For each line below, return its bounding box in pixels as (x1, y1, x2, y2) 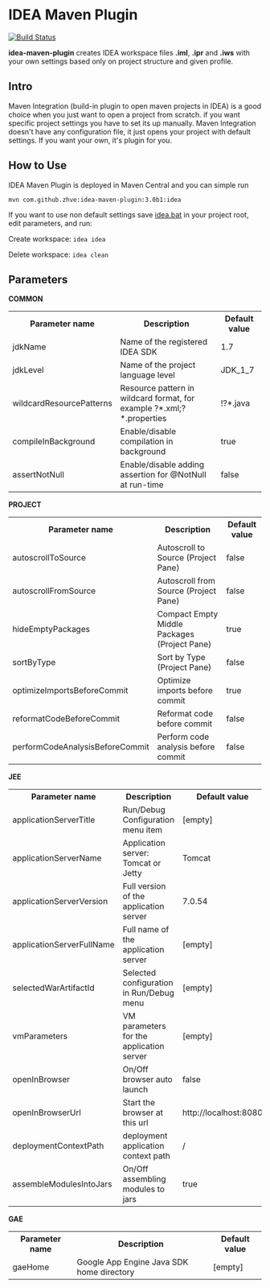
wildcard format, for (120, 393, 195, 404)
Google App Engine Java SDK (76, 1256, 189, 1267)
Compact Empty (157, 609, 219, 620)
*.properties (120, 413, 167, 424)
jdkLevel (12, 365, 44, 376)
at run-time (120, 479, 164, 490)
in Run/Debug (122, 988, 174, 999)
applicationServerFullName (12, 939, 115, 951)
